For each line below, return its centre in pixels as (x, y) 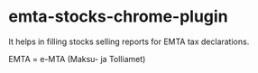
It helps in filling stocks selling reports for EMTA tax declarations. (129, 41)
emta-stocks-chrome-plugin (118, 17)
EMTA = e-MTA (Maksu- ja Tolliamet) (77, 59)
